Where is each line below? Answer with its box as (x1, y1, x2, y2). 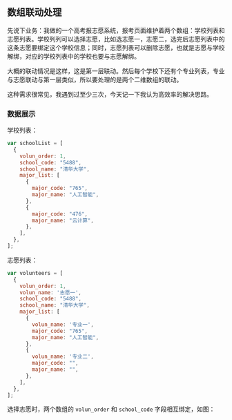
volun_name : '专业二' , (32, 353, 95, 361)
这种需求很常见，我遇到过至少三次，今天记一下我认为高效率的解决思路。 (7, 90, 213, 98)
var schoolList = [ (7, 140, 64, 147)
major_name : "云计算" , (32, 217, 95, 224)
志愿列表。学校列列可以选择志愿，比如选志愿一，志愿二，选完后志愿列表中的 (7, 35, 225, 43)
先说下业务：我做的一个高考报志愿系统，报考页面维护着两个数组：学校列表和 (7, 26, 225, 35)
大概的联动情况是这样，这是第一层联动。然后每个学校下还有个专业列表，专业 (7, 66, 225, 75)
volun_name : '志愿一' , (19, 289, 81, 296)
